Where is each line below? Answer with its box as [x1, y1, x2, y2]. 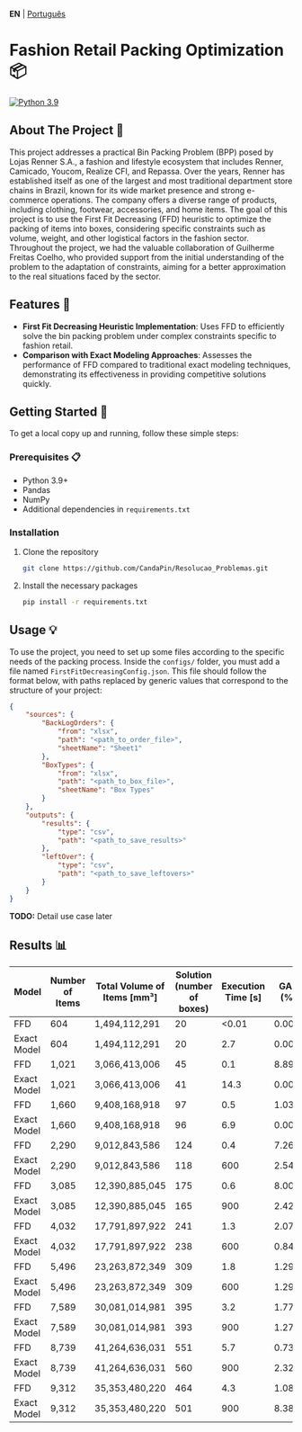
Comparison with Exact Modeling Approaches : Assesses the [22, 349, 253, 360]
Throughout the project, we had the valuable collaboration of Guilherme [9, 242, 275, 253]
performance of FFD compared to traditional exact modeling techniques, [22, 359, 291, 370]
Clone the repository [22, 546, 99, 557]
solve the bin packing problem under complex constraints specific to [22, 330, 277, 341]
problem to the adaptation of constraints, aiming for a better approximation [9, 261, 286, 272]
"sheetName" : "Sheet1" [57, 743, 143, 753]
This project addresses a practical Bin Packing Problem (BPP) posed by [9, 147, 274, 157]
